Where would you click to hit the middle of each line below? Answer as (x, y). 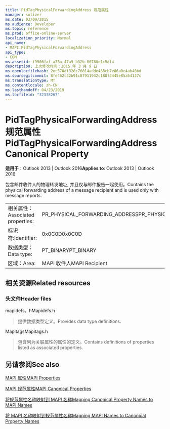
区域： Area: (22, 264)
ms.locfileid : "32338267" (32, 95)
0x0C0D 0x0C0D (62, 234)
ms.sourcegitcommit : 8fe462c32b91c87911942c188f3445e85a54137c (73, 76)
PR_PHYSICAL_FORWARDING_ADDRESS (90, 214)
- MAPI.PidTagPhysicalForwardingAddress (49, 48)
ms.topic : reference (27, 29)
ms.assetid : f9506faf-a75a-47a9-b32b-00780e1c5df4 (60, 62)
